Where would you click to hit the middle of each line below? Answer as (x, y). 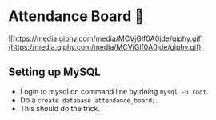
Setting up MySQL (55, 72)
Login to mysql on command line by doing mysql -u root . (114, 91)
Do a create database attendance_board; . (89, 100)
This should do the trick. (60, 108)
